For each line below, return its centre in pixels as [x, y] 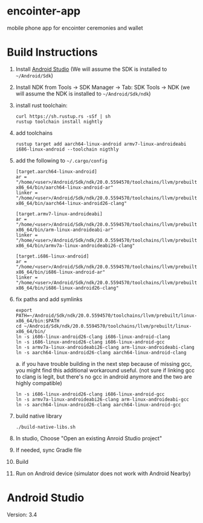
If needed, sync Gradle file [49, 450]
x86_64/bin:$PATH [37, 321]
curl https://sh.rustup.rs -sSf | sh [63, 116]
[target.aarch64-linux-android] [56, 171]
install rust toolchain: [41, 105]
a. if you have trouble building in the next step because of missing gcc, [104, 363]
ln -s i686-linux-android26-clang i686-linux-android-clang [93, 337]
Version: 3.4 [22, 515]
